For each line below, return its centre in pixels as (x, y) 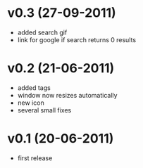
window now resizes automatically (67, 95)
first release (35, 158)
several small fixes (44, 110)
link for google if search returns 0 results (76, 39)
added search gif (42, 32)
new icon (31, 103)
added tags (34, 88)
